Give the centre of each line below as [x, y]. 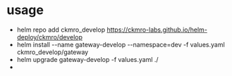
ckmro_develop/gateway [53, 52]
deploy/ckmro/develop [49, 37]
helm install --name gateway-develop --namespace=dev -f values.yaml [121, 44]
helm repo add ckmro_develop [61, 30]
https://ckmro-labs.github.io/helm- [157, 30]
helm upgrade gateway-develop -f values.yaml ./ [88, 59]
